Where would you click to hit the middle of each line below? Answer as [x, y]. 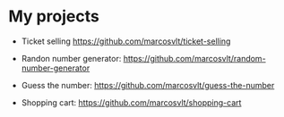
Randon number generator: [71, 58]
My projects [54, 17]
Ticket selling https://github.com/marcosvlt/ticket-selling [126, 41]
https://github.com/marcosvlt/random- [194, 58]
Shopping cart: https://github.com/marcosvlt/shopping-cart [131, 102]
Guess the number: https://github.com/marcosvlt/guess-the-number [148, 85]
